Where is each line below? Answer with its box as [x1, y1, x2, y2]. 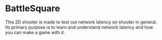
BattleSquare [5, 3, 61, 14]
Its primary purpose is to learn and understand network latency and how [5, 24, 154, 30]
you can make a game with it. [5, 29, 66, 35]
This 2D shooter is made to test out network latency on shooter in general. [5, 19, 158, 25]
